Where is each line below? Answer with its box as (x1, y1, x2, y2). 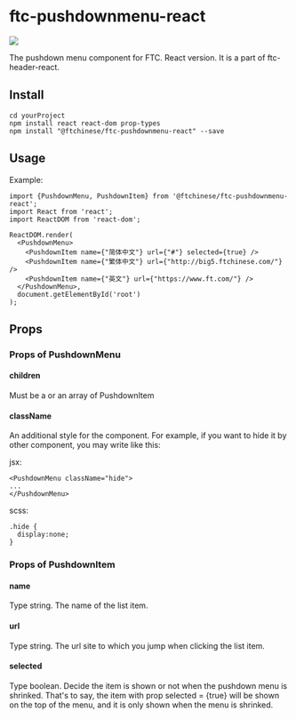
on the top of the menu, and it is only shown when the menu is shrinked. (9, 699, 274, 710)
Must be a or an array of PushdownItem (9, 390, 155, 401)
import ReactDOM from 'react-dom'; (9, 215, 141, 224)
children (9, 371, 41, 381)
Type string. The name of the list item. (9, 600, 148, 611)
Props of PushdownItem (9, 558, 116, 571)
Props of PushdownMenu (9, 348, 122, 361)
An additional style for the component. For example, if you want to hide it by (9, 430, 287, 441)
